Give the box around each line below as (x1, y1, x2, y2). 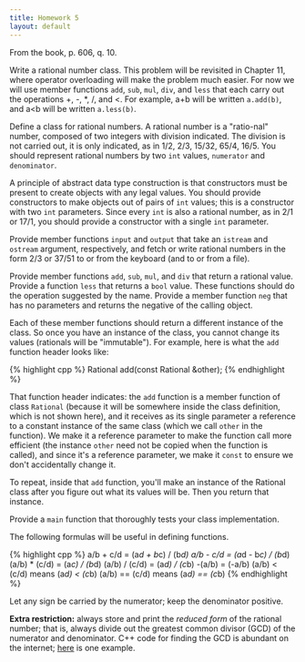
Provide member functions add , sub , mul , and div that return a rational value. (9, 270, 294, 281)
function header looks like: (9, 346, 109, 357)
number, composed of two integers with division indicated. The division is (9, 130, 286, 141)
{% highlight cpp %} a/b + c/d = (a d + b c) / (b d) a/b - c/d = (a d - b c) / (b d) (9, 548, 290, 560)
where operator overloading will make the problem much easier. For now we (9, 74, 295, 85)
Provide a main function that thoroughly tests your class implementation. (9, 514, 280, 525)
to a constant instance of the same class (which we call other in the (9, 420, 263, 431)
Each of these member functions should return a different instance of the (9, 317, 284, 328)
